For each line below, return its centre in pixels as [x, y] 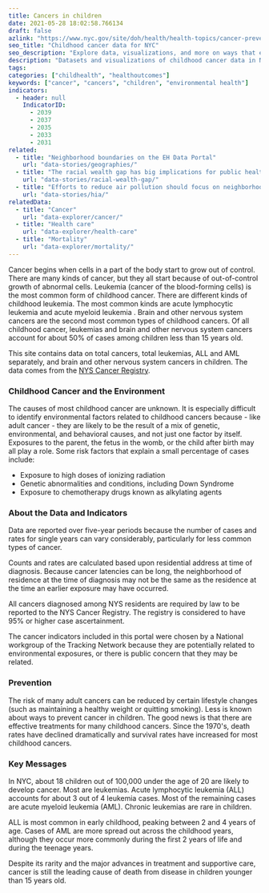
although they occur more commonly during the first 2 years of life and [125, 839]
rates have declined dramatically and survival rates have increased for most [133, 734]
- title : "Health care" [55, 224]
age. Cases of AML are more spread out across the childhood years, [121, 830]
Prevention [30, 683]
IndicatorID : [44, 105]
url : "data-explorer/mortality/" [78, 247]
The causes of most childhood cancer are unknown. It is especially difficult [132, 409]
